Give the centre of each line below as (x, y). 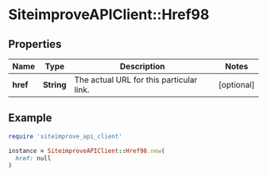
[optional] (236, 85)
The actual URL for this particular (136, 80)
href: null (33, 158)
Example (30, 118)
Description (142, 66)
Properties (35, 44)
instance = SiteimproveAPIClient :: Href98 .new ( (87, 151)
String (54, 85)
